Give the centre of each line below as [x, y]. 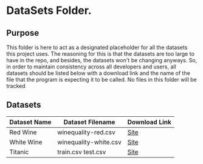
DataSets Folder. [49, 11]
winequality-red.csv [86, 132]
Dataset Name [30, 122]
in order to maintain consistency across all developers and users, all [91, 67]
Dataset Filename [89, 122]
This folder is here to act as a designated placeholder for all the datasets [97, 47]
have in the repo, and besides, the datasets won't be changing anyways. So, [102, 60]
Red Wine [23, 132]
